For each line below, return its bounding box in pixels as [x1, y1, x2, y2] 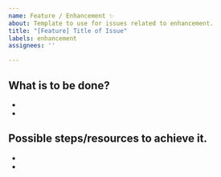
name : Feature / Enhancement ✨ [8, 11, 115, 20]
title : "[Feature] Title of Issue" [8, 27, 128, 35]
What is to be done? [8, 78, 110, 93]
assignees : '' [8, 42, 56, 50]
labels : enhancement [8, 34, 78, 43]
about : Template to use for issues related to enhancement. [8, 19, 215, 27]
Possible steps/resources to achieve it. [8, 132, 207, 146]
